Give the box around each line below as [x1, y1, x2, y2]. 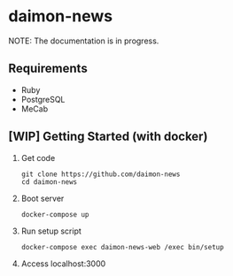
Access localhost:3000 [20, 258, 106, 269]
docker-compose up [20, 210, 89, 218]
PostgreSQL [20, 94, 66, 104]
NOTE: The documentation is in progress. [8, 35, 159, 46]
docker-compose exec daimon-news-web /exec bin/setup [20, 242, 224, 251]
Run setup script [20, 226, 82, 236]
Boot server [20, 193, 65, 203]
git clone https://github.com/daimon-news [20, 170, 181, 179]
